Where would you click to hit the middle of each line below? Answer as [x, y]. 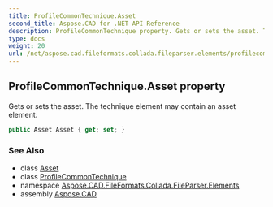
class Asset [39, 168]
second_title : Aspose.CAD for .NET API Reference [94, 24]
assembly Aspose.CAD [58, 194]
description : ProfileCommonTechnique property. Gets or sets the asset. [134, 31]
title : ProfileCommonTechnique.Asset [72, 16]
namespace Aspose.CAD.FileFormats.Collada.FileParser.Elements [130, 185]
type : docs [27, 39]
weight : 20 [27, 46]
